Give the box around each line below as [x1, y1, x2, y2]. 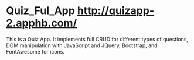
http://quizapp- [77, 4, 155, 17]
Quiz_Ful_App [6, 4, 75, 17]
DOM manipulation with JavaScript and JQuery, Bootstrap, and [6, 42, 158, 49]
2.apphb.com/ [6, 16, 77, 30]
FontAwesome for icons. [6, 48, 65, 55]
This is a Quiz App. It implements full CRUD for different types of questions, [6, 36, 189, 43]
